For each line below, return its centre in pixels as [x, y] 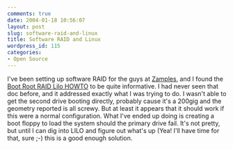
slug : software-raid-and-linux [53, 33]
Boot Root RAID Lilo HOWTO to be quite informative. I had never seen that [113, 86]
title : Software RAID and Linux [54, 40]
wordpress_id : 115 [34, 46]
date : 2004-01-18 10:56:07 [46, 20]
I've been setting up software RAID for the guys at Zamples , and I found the [115, 79]
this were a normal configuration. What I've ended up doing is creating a [111, 116]
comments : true [29, 14]
